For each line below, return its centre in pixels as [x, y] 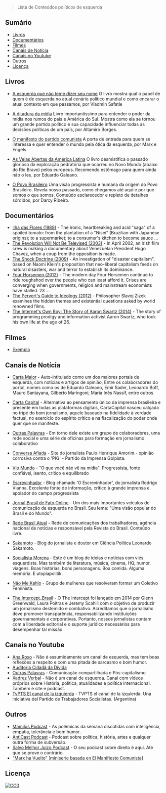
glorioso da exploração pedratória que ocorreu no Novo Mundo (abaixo [85, 164]
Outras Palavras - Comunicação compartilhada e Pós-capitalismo [79, 672]
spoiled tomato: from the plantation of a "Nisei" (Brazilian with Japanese [86, 233]
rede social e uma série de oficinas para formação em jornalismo [78, 438]
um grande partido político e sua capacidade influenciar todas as [78, 124]
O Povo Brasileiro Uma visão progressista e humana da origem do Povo [85, 184]
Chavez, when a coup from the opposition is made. [64, 254]
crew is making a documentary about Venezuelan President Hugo [79, 249]
